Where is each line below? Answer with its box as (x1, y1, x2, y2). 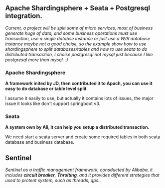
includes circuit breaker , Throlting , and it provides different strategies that (5, 172, 160, 178)
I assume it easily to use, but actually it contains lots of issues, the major (5, 95, 154, 101)
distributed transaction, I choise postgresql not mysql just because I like (5, 51, 153, 57)
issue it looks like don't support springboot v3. (5, 100, 101, 106)
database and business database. (5, 139, 75, 145)
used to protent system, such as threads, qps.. (5, 178, 101, 184)
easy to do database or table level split (5, 86, 87, 92)
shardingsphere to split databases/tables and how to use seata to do (5, 46, 148, 52)
